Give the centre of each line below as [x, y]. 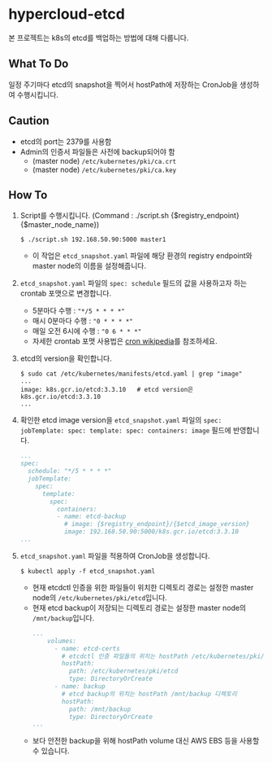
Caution [29, 121]
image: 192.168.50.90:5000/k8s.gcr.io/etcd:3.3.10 [151, 532]
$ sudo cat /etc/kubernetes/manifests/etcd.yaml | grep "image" [131, 374]
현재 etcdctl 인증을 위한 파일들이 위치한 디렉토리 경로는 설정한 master [143, 587]
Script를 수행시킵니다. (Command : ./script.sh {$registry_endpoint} [130, 216]
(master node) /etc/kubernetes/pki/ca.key [104, 169]
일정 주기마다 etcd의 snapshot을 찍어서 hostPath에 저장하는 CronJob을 [123, 84]
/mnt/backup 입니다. [63, 618]
